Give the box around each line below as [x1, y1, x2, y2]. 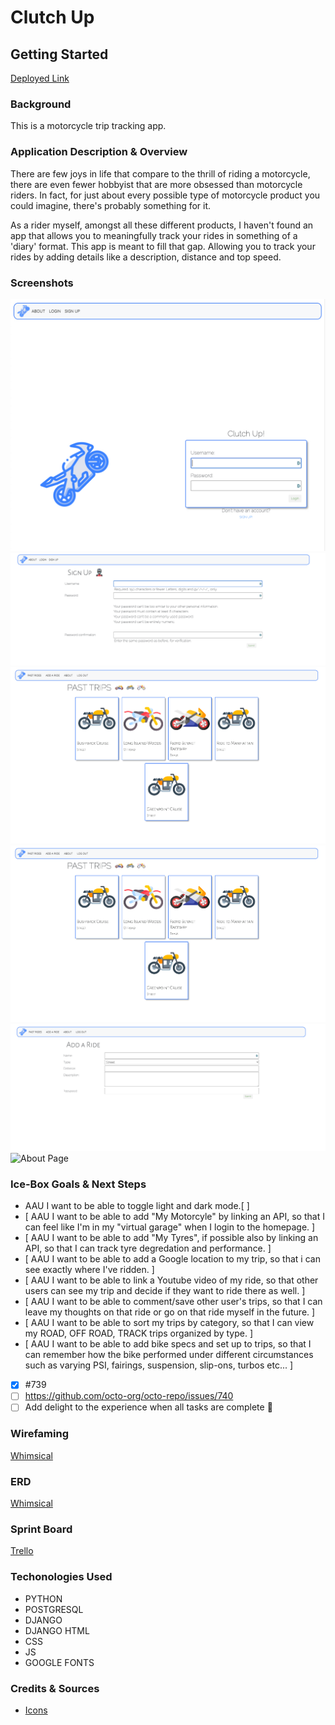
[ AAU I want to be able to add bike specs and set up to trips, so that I [24, 1338, 312, 1350]
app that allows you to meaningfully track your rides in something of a [10, 229, 298, 241]
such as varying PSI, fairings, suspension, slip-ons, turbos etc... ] [24, 1359, 294, 1371]
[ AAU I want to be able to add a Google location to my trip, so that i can [24, 1253, 321, 1265]
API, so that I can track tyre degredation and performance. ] [24, 1242, 272, 1255]
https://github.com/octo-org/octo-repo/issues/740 [24, 1390, 234, 1402]
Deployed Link [10, 72, 70, 84]
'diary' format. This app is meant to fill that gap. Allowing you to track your [10, 240, 316, 252]
